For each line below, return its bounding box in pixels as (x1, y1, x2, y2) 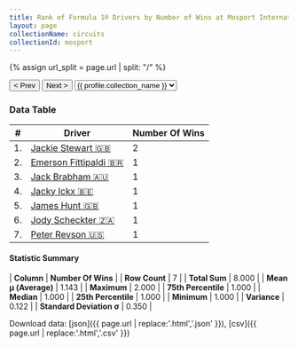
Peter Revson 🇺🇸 (30, 228, 105, 241)
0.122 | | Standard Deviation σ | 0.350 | (9, 301, 153, 312)
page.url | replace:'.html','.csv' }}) (9, 327, 130, 338)
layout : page (9, 21, 58, 30)
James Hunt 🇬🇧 (30, 199, 99, 211)
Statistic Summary (9, 253, 80, 264)
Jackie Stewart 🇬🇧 (30, 141, 111, 154)
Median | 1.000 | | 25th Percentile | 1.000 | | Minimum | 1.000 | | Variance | (9, 291, 286, 302)
